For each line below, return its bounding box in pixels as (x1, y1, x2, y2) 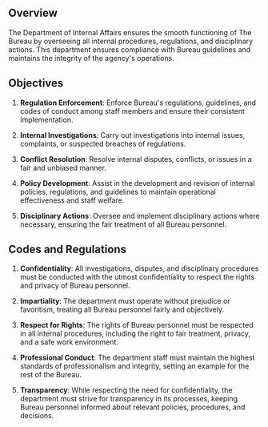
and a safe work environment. (19, 337, 118, 347)
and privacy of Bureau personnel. (19, 280, 130, 291)
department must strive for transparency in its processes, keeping (19, 394, 238, 404)
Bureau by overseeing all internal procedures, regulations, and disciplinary (8, 36, 254, 46)
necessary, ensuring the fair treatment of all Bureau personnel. (19, 220, 227, 229)
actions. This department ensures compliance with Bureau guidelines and (8, 44, 251, 54)
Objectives (8, 76, 64, 91)
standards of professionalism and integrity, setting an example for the (19, 361, 250, 371)
